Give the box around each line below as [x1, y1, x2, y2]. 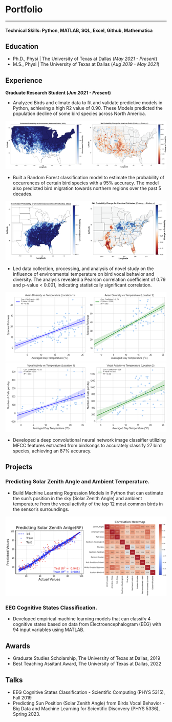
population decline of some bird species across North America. [12, 110, 146, 117]
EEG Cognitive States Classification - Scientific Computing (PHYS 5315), [12, 689, 165, 695]
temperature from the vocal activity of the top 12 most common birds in [12, 501, 163, 507]
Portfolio [5, 4, 43, 15]
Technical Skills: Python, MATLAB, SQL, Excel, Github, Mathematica [5, 27, 153, 33]
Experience [5, 76, 42, 85]
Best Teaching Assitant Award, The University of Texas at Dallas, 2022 [12, 661, 162, 667]
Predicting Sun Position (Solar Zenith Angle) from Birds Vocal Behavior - [12, 700, 165, 707]
